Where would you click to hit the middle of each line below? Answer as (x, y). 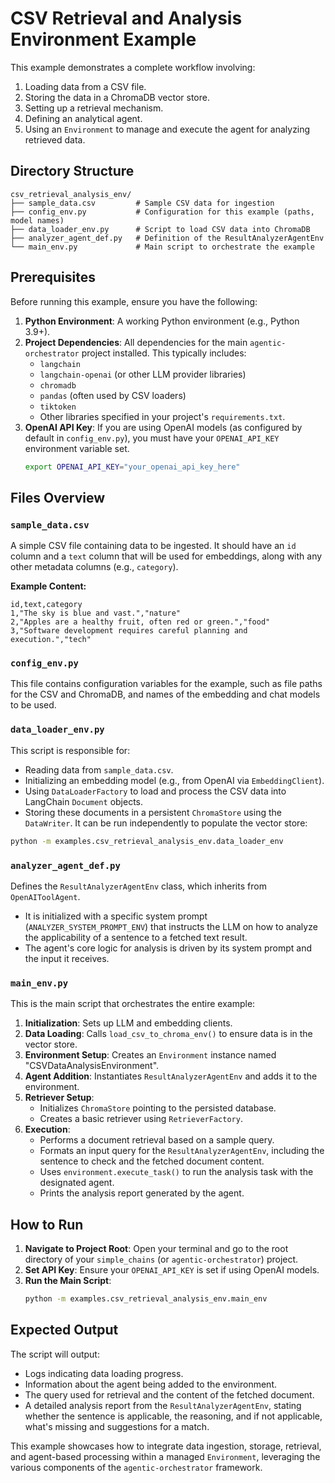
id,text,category (46, 605)
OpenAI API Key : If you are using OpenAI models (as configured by (163, 427)
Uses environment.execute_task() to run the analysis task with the (176, 1172)
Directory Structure (72, 171)
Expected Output (64, 1330)
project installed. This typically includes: (164, 353)
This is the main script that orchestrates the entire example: (133, 1004)
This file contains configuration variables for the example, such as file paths (166, 684)
